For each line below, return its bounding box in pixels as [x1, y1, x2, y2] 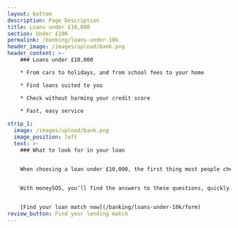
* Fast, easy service [20, 107, 84, 114]
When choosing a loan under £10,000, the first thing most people [20, 165, 220, 173]
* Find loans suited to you [20, 82, 103, 89]
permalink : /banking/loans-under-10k [7, 37, 119, 44]
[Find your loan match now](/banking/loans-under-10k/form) [20, 204, 201, 211]
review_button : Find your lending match [7, 210, 129, 217]
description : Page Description [7, 17, 100, 24]
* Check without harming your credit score [20, 95, 151, 102]
